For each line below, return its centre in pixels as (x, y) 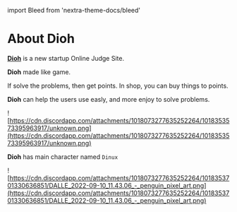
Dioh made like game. (39, 72)
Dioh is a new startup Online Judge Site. (66, 58)
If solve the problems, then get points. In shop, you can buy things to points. (118, 86)
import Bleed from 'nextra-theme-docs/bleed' (74, 10)
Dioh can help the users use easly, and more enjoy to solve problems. (109, 99)
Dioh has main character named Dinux (63, 157)
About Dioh (41, 39)
